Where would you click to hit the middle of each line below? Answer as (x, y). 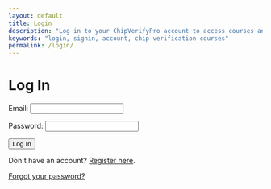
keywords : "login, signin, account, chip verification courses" (119, 38)
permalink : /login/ (41, 46)
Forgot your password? (47, 176)
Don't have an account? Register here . (72, 161)
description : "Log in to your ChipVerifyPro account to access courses (131, 31)
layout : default (35, 16)
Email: (19, 109)
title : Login (30, 23)
